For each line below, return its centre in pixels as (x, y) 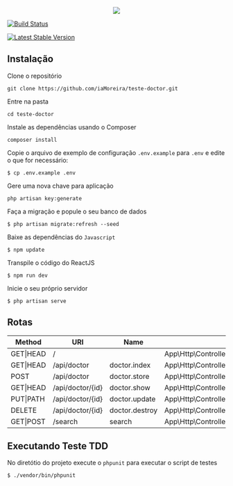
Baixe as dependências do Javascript (61, 237)
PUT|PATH (28, 398)
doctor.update (133, 398)
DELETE (24, 410)
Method (28, 342)
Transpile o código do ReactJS (51, 262)
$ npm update (26, 250)
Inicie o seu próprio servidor (48, 288)
